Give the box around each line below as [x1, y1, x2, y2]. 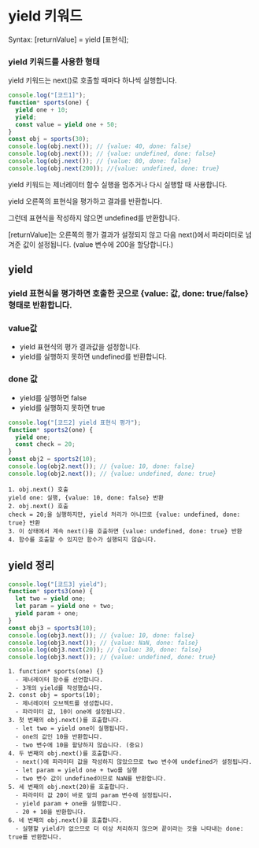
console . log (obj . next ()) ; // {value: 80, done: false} [8, 157, 192, 165]
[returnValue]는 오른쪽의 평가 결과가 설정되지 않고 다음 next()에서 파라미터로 [8, 230, 244, 239]
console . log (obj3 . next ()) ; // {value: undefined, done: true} [8, 654, 216, 662]
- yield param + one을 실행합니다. [15, 800, 122, 808]
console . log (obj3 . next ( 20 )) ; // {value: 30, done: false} [8, 646, 202, 654]
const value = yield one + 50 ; [15, 120, 118, 128]
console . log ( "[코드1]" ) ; [8, 91, 87, 99]
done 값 [8, 374, 38, 385]
